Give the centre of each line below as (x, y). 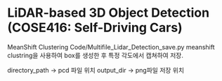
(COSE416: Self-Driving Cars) (95, 28)
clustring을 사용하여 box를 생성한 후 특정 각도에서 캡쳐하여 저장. (96, 55)
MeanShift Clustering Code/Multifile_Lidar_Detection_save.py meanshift (111, 47)
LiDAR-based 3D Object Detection (108, 13)
